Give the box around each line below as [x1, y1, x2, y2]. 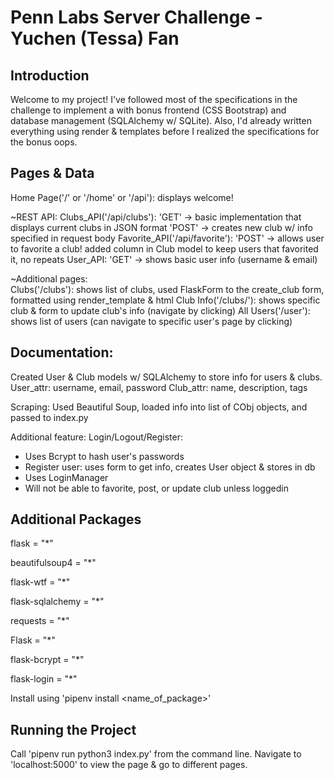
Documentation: [10, 344, 114, 361]
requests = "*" [10, 615, 70, 627]
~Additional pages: [10, 272, 88, 285]
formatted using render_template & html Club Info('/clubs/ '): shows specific [10, 294, 321, 306]
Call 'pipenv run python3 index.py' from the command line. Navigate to [10, 748, 302, 760]
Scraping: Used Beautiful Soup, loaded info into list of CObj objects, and [10, 401, 308, 413]
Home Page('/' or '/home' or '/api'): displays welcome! [10, 191, 234, 203]
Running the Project [10, 721, 137, 738]
